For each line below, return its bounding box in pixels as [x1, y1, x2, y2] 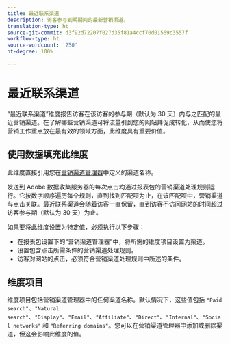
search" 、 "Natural [7, 304, 60, 313]
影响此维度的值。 [36, 330, 86, 339]
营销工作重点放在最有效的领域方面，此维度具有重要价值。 [7, 127, 169, 135]
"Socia [202, 314, 221, 321]
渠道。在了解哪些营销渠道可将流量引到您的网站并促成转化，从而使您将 [25, 118, 223, 127]
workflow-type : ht [7, 36, 60, 42]
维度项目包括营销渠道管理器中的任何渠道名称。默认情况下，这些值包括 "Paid [7, 295, 222, 304]
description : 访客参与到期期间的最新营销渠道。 [7, 16, 129, 23]
